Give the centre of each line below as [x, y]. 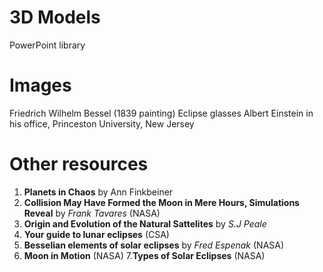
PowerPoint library [47, 45]
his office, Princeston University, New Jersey [102, 123]
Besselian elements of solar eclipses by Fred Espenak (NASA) [154, 245]
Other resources [79, 164]
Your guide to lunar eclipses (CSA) [96, 234]
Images [40, 85]
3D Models [55, 17]
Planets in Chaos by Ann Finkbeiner [98, 192]
